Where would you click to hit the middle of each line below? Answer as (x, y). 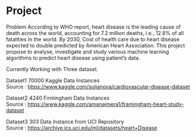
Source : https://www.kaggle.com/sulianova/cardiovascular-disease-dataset (98, 86)
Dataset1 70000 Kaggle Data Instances (53, 80)
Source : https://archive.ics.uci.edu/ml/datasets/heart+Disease (82, 128)
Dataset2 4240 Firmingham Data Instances (58, 98)
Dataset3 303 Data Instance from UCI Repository (65, 121)
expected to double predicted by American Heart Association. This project (96, 45)
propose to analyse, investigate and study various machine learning (88, 51)
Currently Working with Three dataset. (52, 69)
